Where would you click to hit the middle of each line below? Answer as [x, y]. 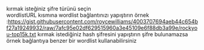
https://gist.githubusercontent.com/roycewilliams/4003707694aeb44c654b [103, 21]
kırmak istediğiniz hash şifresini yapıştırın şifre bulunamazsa [113, 34]
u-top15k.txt [21, 34]
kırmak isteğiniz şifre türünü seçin [49, 9]
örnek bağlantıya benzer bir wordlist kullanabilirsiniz [72, 41]
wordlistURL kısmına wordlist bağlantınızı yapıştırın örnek [78, 15]
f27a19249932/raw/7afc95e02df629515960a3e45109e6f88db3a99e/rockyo [102, 28]
